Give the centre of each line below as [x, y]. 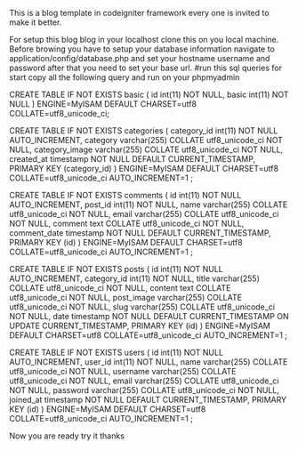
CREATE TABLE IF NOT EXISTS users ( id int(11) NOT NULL [117, 352]
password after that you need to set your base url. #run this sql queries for [146, 68]
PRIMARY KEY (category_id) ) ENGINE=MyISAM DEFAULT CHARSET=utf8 [144, 169]
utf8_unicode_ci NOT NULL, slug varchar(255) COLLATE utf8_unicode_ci [142, 307]
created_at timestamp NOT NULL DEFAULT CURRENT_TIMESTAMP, [133, 159]
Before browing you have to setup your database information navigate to [142, 49]
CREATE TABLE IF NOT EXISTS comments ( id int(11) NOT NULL [125, 195]
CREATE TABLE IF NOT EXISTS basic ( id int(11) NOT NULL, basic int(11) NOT [149, 94]
